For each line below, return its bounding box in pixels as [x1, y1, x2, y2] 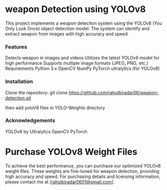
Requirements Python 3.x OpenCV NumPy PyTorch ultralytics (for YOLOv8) [5, 65, 160, 71]
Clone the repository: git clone [5, 89, 68, 96]
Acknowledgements [5, 117, 55, 124]
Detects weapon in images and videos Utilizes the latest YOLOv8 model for [5, 55, 160, 61]
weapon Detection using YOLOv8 [5, 4, 146, 15]
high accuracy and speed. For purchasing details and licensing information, [5, 173, 160, 179]
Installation [5, 78, 33, 85]
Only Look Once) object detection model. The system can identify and [5, 25, 150, 31]
